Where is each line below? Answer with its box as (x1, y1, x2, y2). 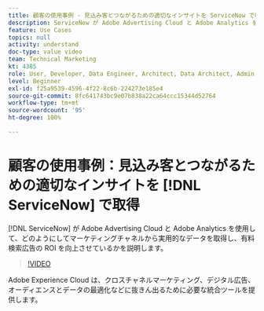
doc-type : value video (8, 48, 82, 56)
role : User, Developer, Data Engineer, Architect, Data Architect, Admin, (8, 70, 258, 78)
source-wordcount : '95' (8, 107, 86, 115)
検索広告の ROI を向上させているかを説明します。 (8, 243, 167, 252)
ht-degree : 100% (8, 114, 61, 122)
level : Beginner (8, 77, 61, 85)
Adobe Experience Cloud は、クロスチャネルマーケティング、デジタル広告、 (8, 275, 255, 284)
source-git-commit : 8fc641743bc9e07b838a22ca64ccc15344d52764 (8, 92, 216, 100)
